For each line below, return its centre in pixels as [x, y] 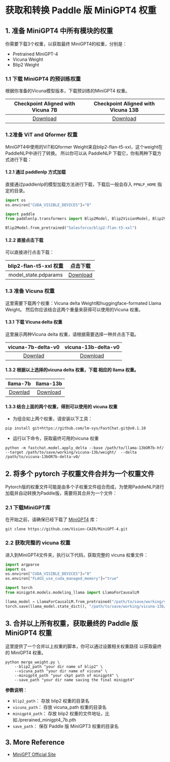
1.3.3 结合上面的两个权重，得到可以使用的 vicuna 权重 [61, 406]
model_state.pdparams [36, 275]
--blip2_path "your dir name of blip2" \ [58, 667]
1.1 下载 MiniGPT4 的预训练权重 [43, 79]
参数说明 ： [16, 690]
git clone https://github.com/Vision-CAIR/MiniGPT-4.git [67, 529]
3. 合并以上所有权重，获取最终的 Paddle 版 [72, 624]
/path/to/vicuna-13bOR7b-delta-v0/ [43, 457]
